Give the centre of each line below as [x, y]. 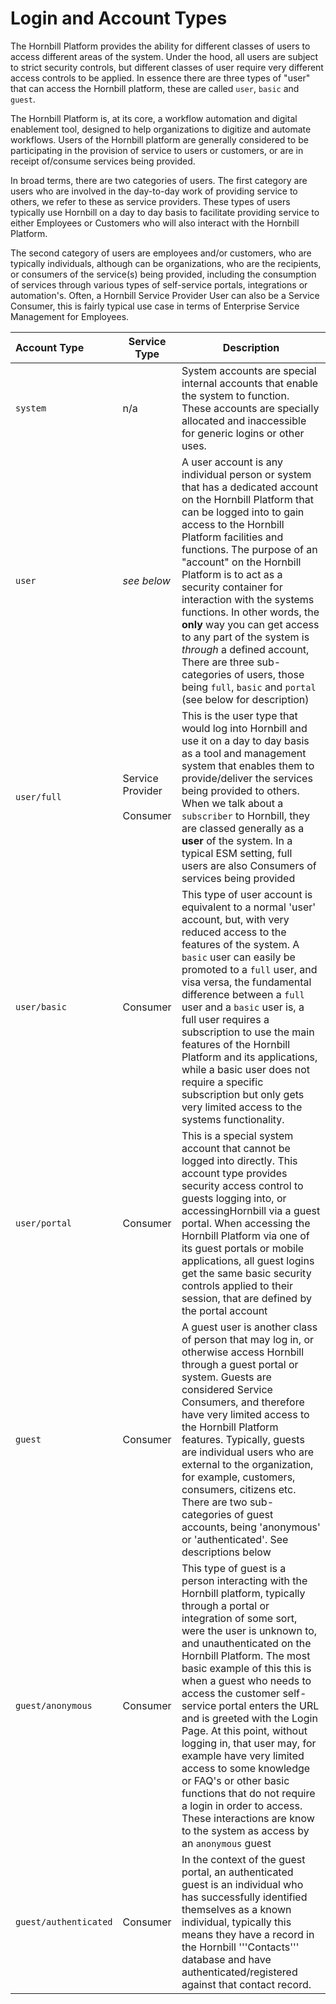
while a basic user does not [246, 1069]
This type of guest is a [234, 1568]
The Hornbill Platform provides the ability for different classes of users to [160, 46]
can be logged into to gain [243, 512]
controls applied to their [237, 1285]
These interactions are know [248, 1818]
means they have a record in [248, 1934]
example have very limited [243, 1755]
